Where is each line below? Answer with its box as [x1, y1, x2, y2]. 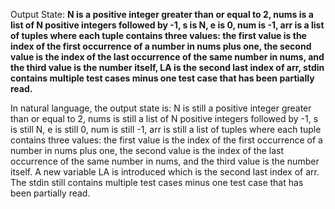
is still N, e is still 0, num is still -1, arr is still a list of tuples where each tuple [10, 124, 322, 135]
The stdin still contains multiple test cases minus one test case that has [10, 177, 304, 188]
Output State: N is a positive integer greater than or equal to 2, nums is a [10, 9, 314, 20]
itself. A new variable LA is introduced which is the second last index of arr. [10, 166, 320, 178]
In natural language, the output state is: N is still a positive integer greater [10, 102, 312, 114]
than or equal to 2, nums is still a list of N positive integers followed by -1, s [10, 113, 319, 124]
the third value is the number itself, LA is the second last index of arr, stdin [10, 62, 325, 73]
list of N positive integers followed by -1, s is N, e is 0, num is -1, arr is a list [10, 19, 325, 31]
